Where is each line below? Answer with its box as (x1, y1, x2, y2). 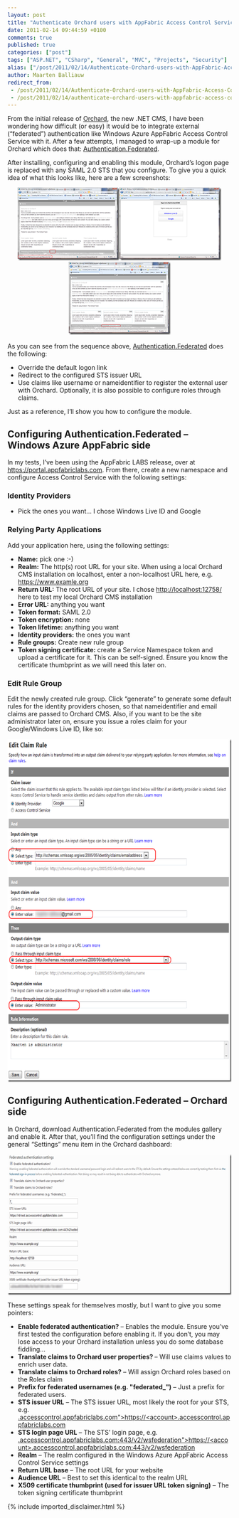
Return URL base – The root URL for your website (17, 1465, 164, 1474)
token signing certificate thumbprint (17, 1488, 123, 1497)
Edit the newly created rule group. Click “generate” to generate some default (7, 694, 232, 703)
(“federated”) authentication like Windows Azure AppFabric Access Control (7, 129, 228, 138)
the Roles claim (17, 1375, 63, 1384)
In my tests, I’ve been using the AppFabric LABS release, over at (7, 458, 196, 467)
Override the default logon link (17, 363, 107, 372)
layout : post (7, 11, 46, 18)
